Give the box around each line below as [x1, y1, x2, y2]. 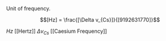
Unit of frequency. [6, 5, 51, 12]
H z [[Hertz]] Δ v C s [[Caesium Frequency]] [6, 28, 107, 36]
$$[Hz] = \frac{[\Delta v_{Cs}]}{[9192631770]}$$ [39, 16, 161, 23]
